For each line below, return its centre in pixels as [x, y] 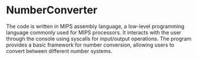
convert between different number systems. [59, 51]
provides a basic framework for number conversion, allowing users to [90, 45]
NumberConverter [52, 10]
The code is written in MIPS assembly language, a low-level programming [95, 26]
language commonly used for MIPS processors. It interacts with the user [94, 32]
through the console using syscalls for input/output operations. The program [99, 38]
